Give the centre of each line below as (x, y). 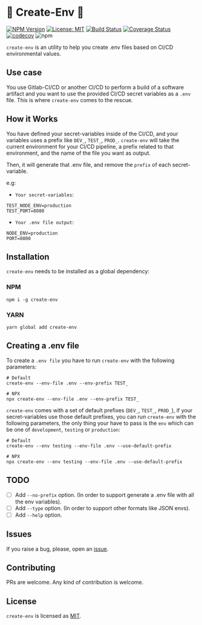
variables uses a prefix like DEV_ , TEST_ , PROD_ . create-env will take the (93, 140)
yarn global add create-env (42, 327)
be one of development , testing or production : (63, 429)
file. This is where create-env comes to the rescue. (70, 100)
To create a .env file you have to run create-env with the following (90, 360)
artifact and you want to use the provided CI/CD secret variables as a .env (99, 94)
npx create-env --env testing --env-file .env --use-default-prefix (94, 462)
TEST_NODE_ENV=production (39, 206)
